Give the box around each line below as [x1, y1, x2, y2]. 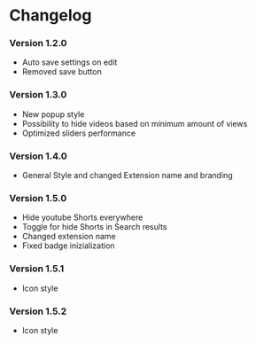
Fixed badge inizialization [21, 240, 115, 251]
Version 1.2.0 [9, 37, 68, 50]
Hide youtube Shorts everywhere [21, 212, 144, 223]
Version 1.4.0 [9, 150, 68, 162]
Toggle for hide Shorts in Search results [21, 222, 167, 232]
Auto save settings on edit [21, 57, 118, 67]
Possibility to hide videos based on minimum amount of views [21, 118, 248, 129]
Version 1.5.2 [9, 305, 67, 317]
